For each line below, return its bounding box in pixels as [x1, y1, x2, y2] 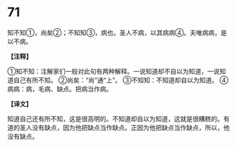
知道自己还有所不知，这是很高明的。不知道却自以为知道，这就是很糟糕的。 [7, 114, 224, 123]
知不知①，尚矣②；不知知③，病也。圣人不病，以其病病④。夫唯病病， [7, 28, 221, 37]
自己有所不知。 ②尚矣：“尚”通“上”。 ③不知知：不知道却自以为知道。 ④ [13, 75, 229, 84]
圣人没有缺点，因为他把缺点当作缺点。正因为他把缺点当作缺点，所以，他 [19, 123, 230, 132]
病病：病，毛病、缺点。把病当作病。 [7, 84, 113, 93]
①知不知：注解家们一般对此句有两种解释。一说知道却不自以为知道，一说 [7, 67, 220, 75]
